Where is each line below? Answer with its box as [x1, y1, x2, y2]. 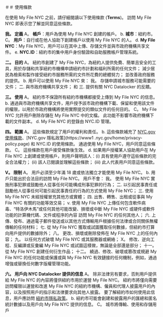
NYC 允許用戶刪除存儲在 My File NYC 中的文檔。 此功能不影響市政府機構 [5, 112, 150, 118]
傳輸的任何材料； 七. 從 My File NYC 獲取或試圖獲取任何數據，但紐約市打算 [5, 224, 155, 230]
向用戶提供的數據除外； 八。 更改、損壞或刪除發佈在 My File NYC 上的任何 [5, 230, 154, 236]
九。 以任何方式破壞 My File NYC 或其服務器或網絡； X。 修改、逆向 [14, 236, 150, 242]
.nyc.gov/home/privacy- [94, 135, 143, 141]
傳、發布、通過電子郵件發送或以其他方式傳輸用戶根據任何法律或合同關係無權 [5, 218, 158, 224]
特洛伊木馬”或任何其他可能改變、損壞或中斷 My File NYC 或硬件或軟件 [15, 206, 155, 211]
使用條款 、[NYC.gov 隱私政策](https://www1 [5, 135, 94, 141]
